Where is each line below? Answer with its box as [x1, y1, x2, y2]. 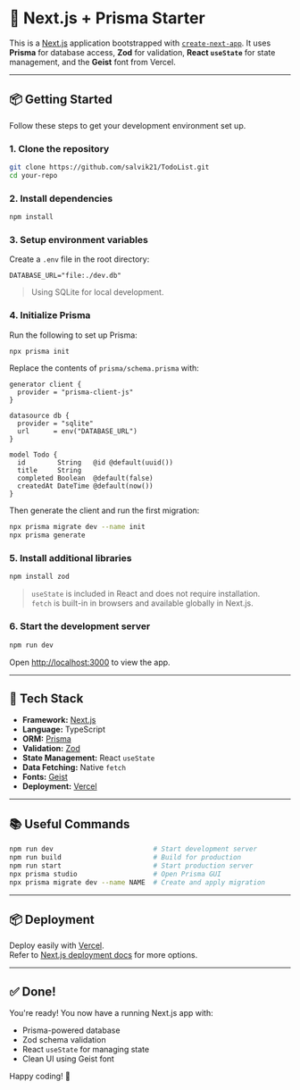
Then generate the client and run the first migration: [9, 505, 200, 516]
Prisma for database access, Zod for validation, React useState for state [9, 46, 276, 57]
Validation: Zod [21, 743, 80, 754]
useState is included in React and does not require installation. [30, 589, 261, 599]
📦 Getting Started [9, 92, 113, 107]
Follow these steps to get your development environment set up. [9, 120, 246, 130]
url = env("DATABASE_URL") [17, 427, 138, 436]
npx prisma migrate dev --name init [9, 523, 146, 532]
